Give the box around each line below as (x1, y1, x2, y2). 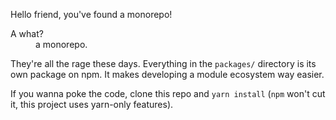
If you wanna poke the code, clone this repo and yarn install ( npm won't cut (10, 88, 326, 99)
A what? (10, 28, 44, 39)
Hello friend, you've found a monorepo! (10, 9, 173, 20)
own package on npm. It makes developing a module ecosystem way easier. (10, 69, 325, 80)
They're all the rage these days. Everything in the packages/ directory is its (10, 58, 317, 69)
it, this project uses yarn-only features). (10, 99, 174, 110)
